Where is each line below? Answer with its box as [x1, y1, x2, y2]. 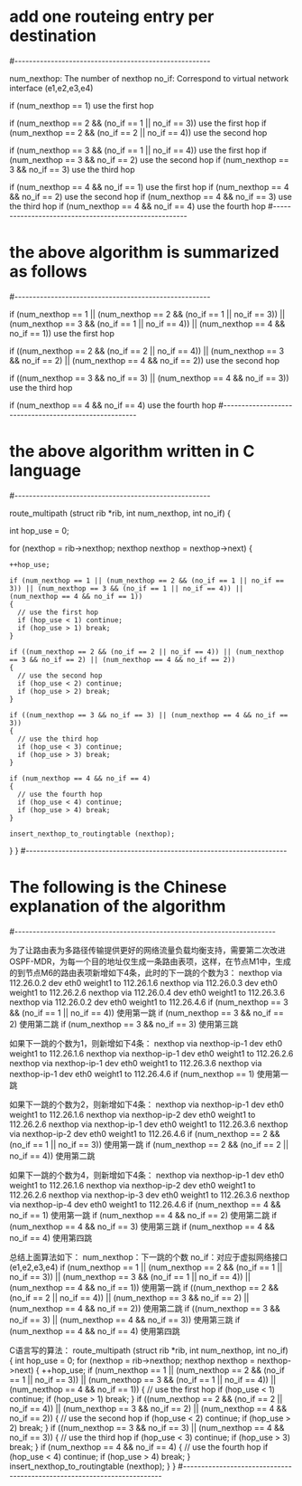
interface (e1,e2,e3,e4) [9, 82, 94, 93]
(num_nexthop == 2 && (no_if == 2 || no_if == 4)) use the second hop [9, 127, 268, 137]
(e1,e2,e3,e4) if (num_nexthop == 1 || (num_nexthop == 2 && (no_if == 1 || [9, 1262, 283, 1273]
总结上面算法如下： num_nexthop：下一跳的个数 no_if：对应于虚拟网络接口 [9, 1251, 288, 1263]
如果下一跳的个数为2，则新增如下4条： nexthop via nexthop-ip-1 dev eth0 [9, 1099, 284, 1110]
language [9, 460, 82, 481]
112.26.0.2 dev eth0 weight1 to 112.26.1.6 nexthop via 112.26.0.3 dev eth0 [9, 977, 278, 988]
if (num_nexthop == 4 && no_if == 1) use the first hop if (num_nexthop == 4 [9, 181, 289, 192]
